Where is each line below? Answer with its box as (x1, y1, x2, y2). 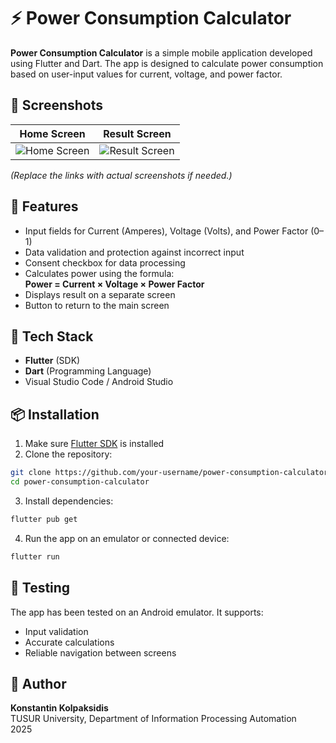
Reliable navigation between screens (24, 646, 177, 659)
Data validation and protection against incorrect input (24, 246, 245, 258)
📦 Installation (10, 406, 100, 423)
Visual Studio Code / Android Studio (24, 376, 174, 388)
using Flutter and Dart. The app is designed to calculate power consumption (10, 57, 324, 69)
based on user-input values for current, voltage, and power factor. (10, 68, 283, 80)
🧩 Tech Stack (10, 328, 94, 345)
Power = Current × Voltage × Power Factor (24, 278, 205, 290)
